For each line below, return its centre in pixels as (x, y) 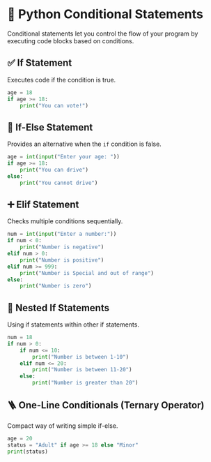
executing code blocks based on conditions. (71, 40)
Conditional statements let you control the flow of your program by (103, 33)
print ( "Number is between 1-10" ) (81, 357)
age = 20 (20, 438)
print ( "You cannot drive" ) (59, 183)
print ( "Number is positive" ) (62, 260)
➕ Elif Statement (43, 204)
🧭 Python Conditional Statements (105, 14)
